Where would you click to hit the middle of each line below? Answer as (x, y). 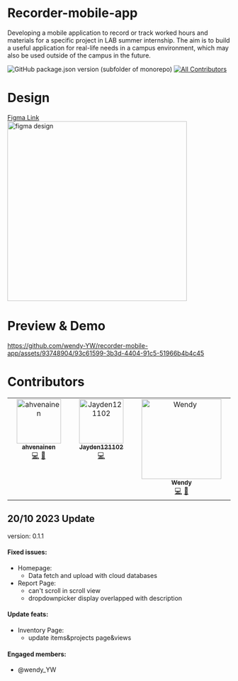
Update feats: (28, 614)
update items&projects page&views (80, 638)
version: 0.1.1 (25, 536)
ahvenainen (39, 447)
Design (29, 98)
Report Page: (37, 583)
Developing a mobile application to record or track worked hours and (108, 33)
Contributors (46, 382)
